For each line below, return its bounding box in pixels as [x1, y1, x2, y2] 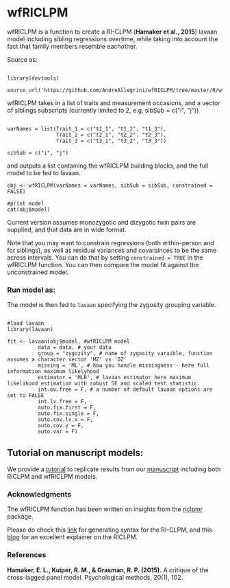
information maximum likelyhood [7, 368, 99, 375]
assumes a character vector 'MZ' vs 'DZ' [7, 356, 127, 363]
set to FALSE [7, 392, 44, 399]
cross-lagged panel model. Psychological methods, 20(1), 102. [7, 573, 183, 581]
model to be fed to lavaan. [7, 168, 81, 177]
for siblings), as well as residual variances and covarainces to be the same [7, 246, 217, 254]
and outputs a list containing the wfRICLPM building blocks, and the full [7, 161, 209, 170]
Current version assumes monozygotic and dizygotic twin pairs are [7, 218, 196, 226]
